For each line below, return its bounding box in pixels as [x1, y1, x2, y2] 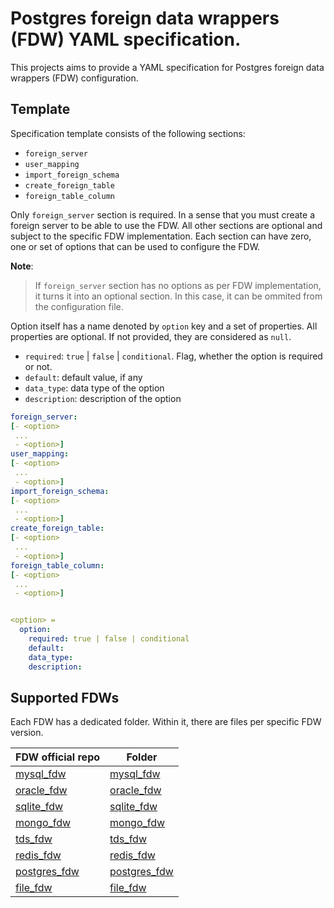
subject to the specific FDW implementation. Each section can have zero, [10, 230, 312, 242]
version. [10, 727, 44, 739]
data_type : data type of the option [24, 382, 165, 394]
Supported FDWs [10, 689, 120, 706]
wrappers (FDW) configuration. [10, 72, 139, 84]
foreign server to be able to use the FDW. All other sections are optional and [10, 219, 323, 231]
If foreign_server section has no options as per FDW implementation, [34, 279, 322, 291]
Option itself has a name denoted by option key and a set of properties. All [10, 320, 318, 332]
